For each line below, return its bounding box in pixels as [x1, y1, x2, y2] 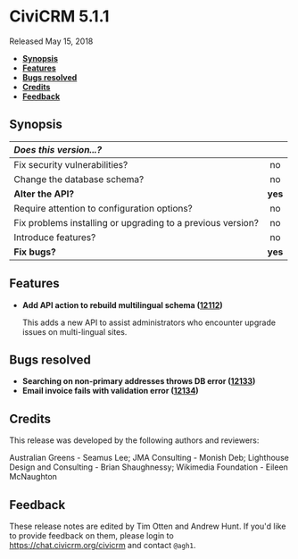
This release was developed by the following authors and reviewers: [9, 435, 260, 446]
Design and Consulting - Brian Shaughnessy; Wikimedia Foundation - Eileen [9, 462, 288, 472]
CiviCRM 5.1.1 [9, 6, 110, 27]
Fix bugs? [13, 246, 56, 258]
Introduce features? [13, 230, 96, 243]
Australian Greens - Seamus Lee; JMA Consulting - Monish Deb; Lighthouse [9, 453, 290, 463]
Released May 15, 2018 [9, 36, 94, 46]
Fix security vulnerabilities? [13, 158, 128, 171]
